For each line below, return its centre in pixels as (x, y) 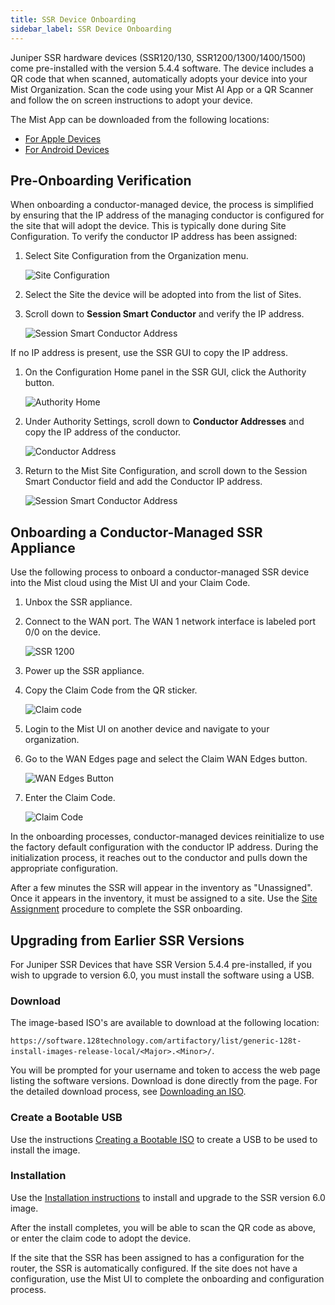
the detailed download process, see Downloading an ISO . (128, 1092)
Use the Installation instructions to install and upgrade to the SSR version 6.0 (168, 1197)
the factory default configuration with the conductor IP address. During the (164, 847)
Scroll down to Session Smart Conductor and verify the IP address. (164, 314)
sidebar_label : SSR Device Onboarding (91, 29)
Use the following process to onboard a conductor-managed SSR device (160, 572)
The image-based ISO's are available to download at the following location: (165, 1023)
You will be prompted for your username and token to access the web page (165, 1070)
